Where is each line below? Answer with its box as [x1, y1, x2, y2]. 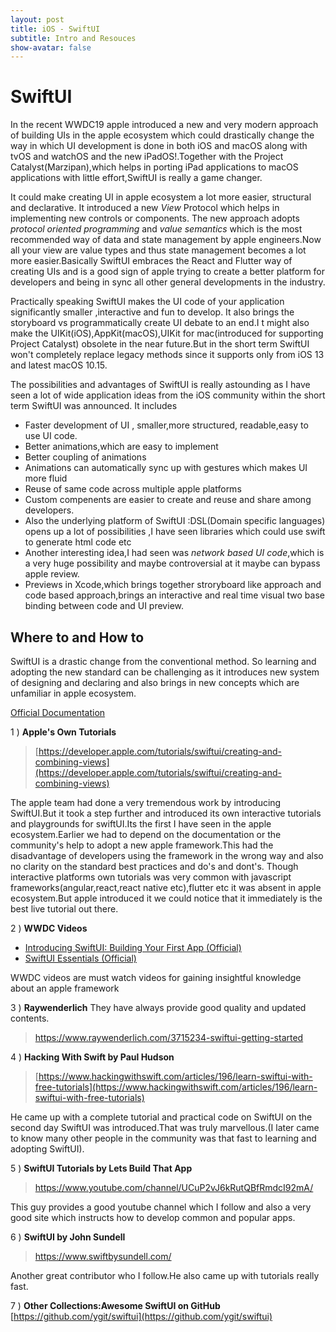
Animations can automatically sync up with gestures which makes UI [24, 462, 308, 474]
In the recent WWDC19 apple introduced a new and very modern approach [10, 119, 319, 131]
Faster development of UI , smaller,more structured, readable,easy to [24, 419, 309, 431]
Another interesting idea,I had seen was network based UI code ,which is [24, 547, 325, 559]
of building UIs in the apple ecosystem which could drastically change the [10, 129, 315, 141]
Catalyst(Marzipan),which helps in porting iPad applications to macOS [10, 161, 299, 173]
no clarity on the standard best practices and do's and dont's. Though [10, 861, 299, 872]
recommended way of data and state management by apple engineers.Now [10, 234, 322, 246]
